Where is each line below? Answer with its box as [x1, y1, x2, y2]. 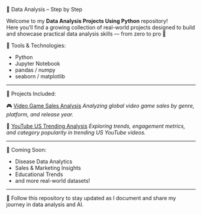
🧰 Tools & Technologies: [6, 42, 66, 49]
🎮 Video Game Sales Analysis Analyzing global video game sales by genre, [6, 102, 195, 109]
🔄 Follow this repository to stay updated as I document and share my [6, 195, 176, 201]
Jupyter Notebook [14, 60, 60, 67]
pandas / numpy [14, 66, 56, 74]
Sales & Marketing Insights [14, 165, 81, 171]
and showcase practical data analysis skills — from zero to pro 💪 [6, 30, 167, 37]
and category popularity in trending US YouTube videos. [6, 129, 146, 136]
